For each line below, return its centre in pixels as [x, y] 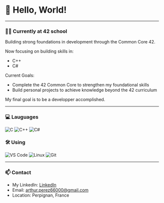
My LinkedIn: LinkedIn [34, 185]
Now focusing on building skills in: [40, 51]
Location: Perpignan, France [41, 195]
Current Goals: [20, 76]
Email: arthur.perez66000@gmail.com [50, 190]
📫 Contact [18, 172]
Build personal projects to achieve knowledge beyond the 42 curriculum [84, 90]
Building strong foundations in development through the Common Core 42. [80, 42]
